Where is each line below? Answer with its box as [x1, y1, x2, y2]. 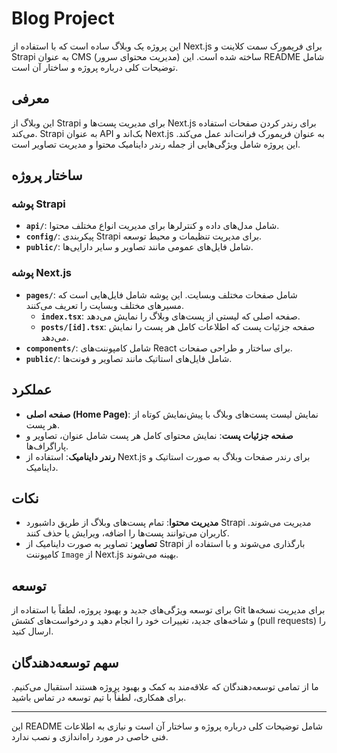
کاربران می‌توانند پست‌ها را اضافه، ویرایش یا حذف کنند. [25, 527, 230, 539]
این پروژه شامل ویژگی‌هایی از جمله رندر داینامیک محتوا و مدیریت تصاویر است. [11, 138, 301, 150]
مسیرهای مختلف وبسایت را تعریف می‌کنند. [25, 299, 185, 311]
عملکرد [11, 382, 53, 399]
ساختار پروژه [11, 167, 83, 184]
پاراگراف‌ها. [25, 440, 69, 452]
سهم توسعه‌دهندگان [11, 654, 119, 671]
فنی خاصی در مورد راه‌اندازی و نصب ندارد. [11, 730, 169, 742]
